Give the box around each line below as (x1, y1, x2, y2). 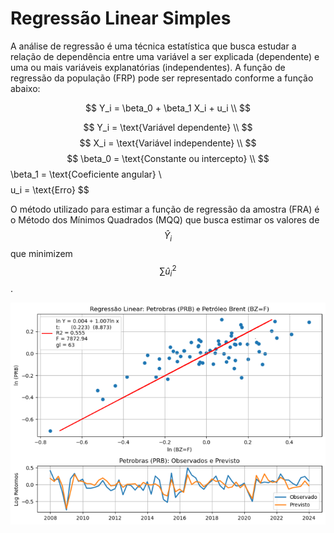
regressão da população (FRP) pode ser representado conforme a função (10, 72, 314, 84)
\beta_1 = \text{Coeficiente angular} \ (10, 168, 162, 180)
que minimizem (10, 247, 73, 259)
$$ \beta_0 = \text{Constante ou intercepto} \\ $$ (66, 152, 270, 164)
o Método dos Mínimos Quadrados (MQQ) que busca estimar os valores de (10, 213, 320, 226)
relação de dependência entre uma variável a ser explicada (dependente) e (10, 50, 320, 62)
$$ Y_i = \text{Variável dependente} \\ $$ (83, 121, 253, 133)
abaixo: (10, 82, 41, 94)
